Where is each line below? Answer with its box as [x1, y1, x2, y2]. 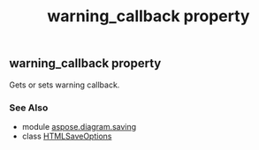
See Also [9, 101, 49, 114]
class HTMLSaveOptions [21, 131, 112, 141]
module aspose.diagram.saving [21, 121, 137, 131]
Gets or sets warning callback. [9, 79, 120, 90]
